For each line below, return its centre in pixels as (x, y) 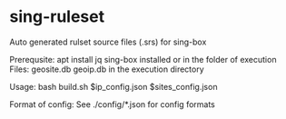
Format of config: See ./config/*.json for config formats (113, 104)
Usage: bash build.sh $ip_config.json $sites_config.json (113, 86)
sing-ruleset (57, 17)
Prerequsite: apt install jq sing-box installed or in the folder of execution (143, 59)
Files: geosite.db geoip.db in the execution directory (107, 69)
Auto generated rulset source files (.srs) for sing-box (108, 42)
